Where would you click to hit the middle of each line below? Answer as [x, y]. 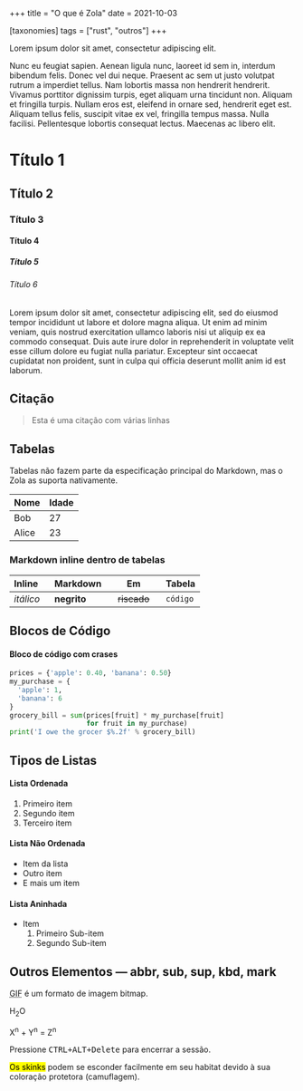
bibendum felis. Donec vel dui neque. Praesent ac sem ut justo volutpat [142, 75]
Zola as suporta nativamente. [64, 480]
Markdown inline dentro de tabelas [87, 560]
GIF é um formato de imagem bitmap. [79, 993]
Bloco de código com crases [64, 654]
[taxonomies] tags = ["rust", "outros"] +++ [88, 30]
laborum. [26, 370]
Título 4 [24, 241]
